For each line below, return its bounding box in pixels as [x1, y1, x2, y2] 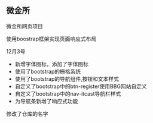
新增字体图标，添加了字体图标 [14, 60, 88, 67]
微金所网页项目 [6, 23, 43, 30]
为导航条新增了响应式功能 [14, 97, 78, 105]
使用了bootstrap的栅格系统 [14, 68, 81, 75]
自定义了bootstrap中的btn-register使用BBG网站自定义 [14, 83, 148, 90]
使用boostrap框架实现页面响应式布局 [6, 35, 97, 42]
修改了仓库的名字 [6, 110, 48, 117]
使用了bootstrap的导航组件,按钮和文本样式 [14, 75, 120, 82]
